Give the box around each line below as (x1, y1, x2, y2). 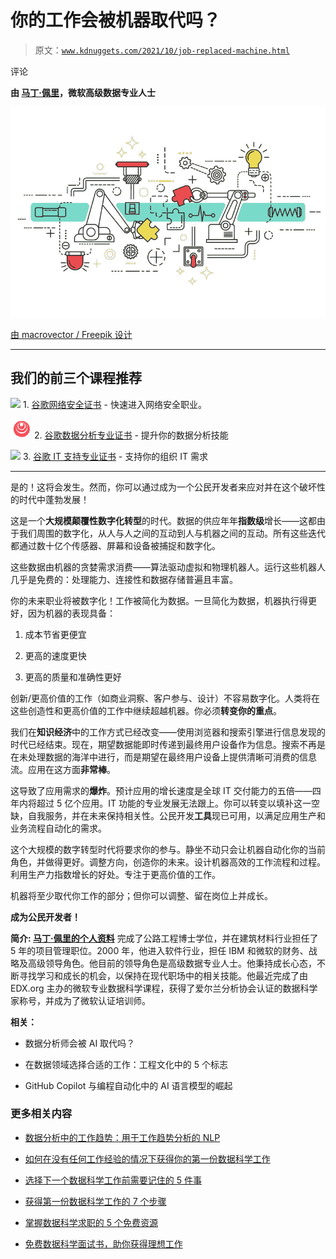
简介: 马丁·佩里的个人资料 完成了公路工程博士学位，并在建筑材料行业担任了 (10, 932, 319, 944)
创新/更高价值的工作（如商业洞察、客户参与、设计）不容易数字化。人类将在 (10, 692, 321, 704)
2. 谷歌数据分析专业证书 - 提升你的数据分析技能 (33, 429, 229, 441)
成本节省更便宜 (24, 628, 87, 640)
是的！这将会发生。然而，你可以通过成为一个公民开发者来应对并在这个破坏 (10, 481, 317, 493)
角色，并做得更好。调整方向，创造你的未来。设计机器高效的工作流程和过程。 (10, 856, 326, 868)
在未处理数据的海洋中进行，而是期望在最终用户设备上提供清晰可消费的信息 (10, 751, 317, 763)
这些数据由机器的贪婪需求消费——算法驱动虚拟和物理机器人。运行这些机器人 (10, 561, 326, 573)
